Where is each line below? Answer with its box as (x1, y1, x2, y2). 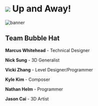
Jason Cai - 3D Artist (5, 95, 49, 101)
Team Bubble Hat (5, 34, 60, 42)
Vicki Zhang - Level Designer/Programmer (5, 66, 93, 72)
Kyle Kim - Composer (5, 76, 50, 82)
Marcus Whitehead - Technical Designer (5, 47, 90, 53)
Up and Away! (12, 3, 71, 14)
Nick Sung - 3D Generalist (5, 57, 60, 63)
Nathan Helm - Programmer (5, 86, 63, 92)
